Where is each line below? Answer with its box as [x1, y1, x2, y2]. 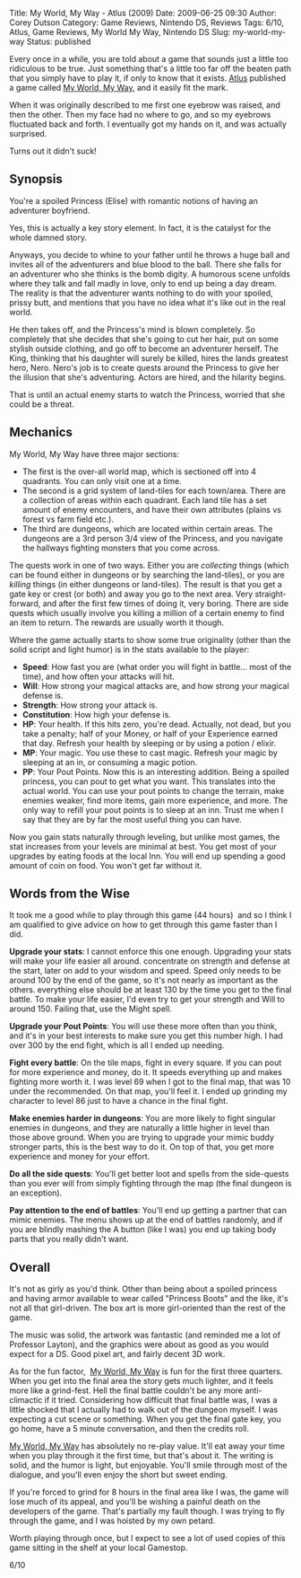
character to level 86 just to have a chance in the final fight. [9, 1096, 228, 1106]
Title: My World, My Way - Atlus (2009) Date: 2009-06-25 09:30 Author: [9, 8, 277, 18]
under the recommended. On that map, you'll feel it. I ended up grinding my [9, 1086, 288, 1097]
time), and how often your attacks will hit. [21, 671, 175, 682]
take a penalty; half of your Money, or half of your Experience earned [21, 727, 279, 739]
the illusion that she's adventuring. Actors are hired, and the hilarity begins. [9, 372, 287, 383]
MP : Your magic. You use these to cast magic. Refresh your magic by [21, 747, 278, 758]
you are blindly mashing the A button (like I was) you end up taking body [9, 1224, 277, 1235]
